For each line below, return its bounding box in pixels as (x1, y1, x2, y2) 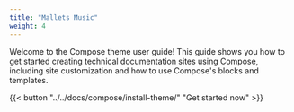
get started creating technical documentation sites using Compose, (9, 56, 259, 66)
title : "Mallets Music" (9, 13, 99, 22)
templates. (9, 74, 49, 85)
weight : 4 (9, 22, 47, 30)
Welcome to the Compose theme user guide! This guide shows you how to (9, 46, 286, 56)
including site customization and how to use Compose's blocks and (9, 65, 259, 76)
